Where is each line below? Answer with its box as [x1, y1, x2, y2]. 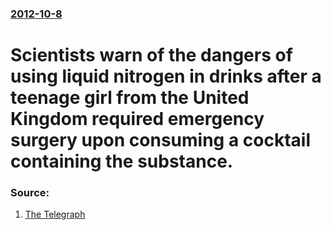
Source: [10, 186, 50, 200]
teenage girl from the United [10, 87, 250, 109]
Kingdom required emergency [10, 108, 265, 131]
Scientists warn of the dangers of [10, 44, 293, 67]
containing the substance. [10, 150, 234, 173]
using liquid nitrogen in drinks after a [10, 65, 322, 88]
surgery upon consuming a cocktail [10, 129, 312, 152]
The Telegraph [24, 208, 86, 221]
